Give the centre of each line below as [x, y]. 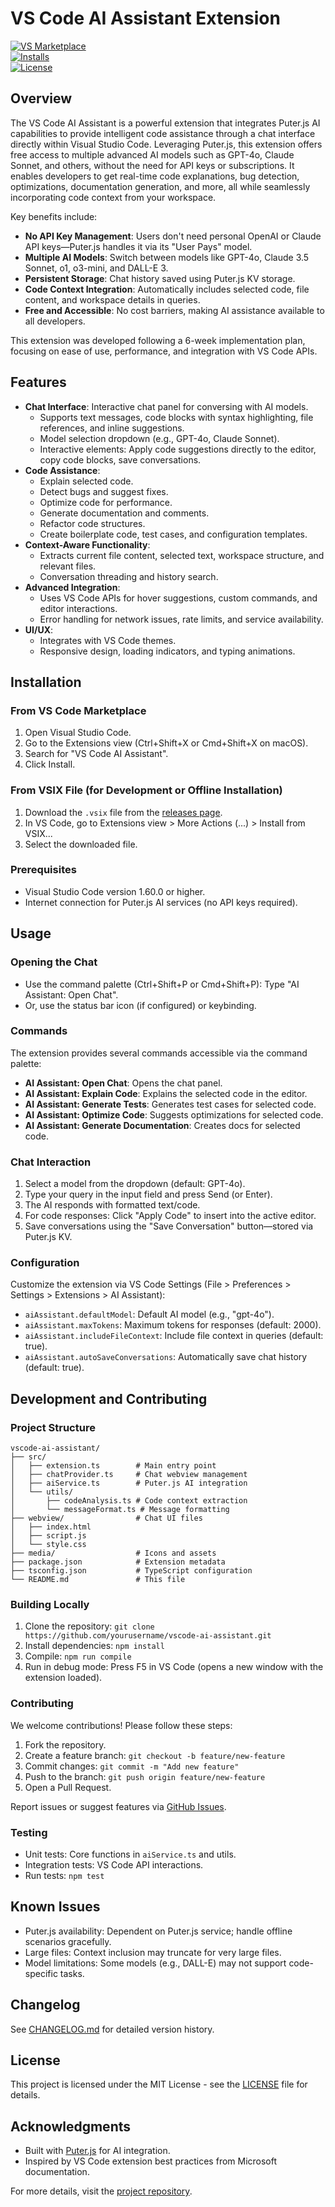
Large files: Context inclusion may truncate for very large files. [153, 1952]
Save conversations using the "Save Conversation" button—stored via [169, 1226]
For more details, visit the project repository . [101, 2191]
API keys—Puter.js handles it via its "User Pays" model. [138, 246]
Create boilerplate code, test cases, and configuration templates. [173, 534]
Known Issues [55, 1907]
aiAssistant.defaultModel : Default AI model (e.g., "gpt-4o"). [149, 1314]
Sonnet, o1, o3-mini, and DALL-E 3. [96, 268]
